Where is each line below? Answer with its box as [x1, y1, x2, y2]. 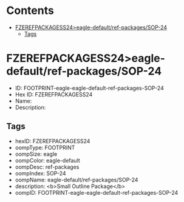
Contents [6, 4, 55, 18]
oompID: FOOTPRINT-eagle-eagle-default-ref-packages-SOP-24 [15, 189, 179, 196]
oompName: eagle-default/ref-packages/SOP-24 [15, 176, 138, 183]
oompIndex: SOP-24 [15, 169, 66, 177]
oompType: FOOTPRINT [15, 144, 75, 151]
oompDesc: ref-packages [15, 163, 80, 170]
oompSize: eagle [15, 150, 58, 158]
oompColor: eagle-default [15, 157, 80, 164]
